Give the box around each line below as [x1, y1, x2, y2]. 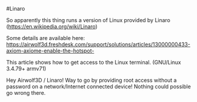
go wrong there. [6, 89, 46, 96]
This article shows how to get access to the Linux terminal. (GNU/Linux [6, 59, 181, 66]
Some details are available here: [6, 35, 85, 41]
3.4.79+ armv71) [6, 65, 47, 72]
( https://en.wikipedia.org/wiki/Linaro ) [6, 23, 98, 30]
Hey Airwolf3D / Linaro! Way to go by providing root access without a [6, 77, 177, 84]
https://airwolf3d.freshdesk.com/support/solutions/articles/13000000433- [6, 41, 190, 48]
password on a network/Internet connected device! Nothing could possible [6, 83, 191, 90]
